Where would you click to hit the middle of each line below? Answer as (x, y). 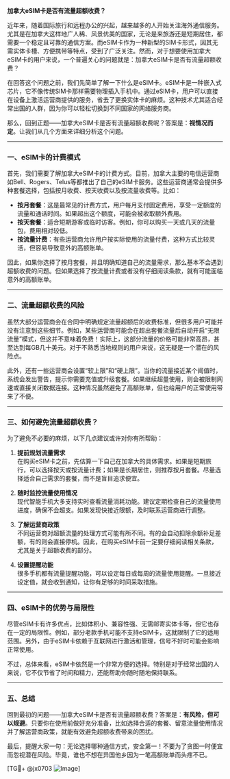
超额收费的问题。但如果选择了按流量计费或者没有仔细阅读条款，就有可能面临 (115, 271)
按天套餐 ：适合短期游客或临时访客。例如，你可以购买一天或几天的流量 (116, 222)
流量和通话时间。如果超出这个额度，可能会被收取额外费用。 (101, 214)
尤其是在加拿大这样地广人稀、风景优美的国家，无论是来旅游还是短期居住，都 (115, 34)
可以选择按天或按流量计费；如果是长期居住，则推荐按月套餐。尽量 (122, 470)
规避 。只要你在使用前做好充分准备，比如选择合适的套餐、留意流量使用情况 (118, 723)
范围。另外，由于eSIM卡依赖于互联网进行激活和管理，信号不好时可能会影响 (113, 641)
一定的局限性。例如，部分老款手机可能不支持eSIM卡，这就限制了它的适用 (116, 633)
